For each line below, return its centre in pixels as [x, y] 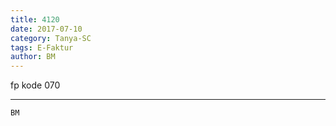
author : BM [33, 57]
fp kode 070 [35, 85]
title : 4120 [35, 19]
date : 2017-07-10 [46, 29]
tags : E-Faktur [42, 47]
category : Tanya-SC [51, 38]
